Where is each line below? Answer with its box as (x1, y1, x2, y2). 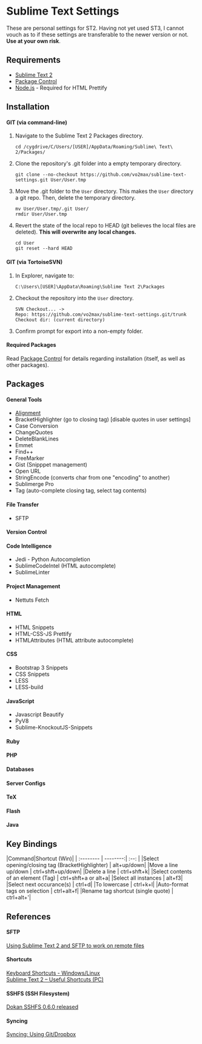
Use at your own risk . (6, 37, 61, 44)
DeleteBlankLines (15, 435, 59, 442)
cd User (15, 240, 35, 246)
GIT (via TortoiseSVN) (6, 258, 62, 265)
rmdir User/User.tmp (15, 211, 67, 217)
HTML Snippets (15, 624, 55, 631)
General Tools (6, 395, 42, 403)
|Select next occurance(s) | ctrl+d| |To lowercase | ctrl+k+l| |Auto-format (6, 881, 189, 888)
